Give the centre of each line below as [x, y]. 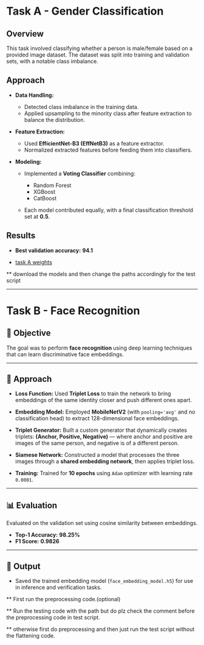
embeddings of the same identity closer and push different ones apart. [104, 400]
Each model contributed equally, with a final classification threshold [108, 210]
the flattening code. [31, 636]
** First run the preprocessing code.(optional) [63, 599]
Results [21, 236]
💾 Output [23, 566]
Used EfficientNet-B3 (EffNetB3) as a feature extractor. [94, 143]
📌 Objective [29, 333]
